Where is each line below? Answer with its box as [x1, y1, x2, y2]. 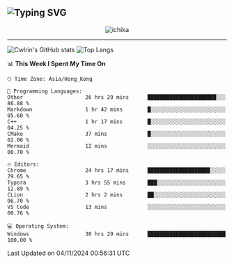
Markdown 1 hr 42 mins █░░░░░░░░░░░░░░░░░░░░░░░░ [7, 106, 226, 113]
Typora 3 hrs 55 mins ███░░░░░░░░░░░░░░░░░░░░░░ [7, 179, 226, 186]
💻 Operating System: [7, 222, 70, 230]
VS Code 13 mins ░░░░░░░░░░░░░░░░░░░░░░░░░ [7, 203, 226, 210]
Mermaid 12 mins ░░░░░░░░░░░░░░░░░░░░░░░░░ [7, 142, 226, 150]
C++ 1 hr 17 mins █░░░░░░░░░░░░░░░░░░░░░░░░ [7, 118, 226, 125]
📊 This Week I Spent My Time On [7, 59, 106, 68]
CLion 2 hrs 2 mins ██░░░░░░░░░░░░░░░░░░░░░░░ [7, 191, 226, 199]
